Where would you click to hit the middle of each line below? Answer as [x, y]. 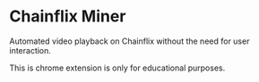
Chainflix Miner [68, 16]
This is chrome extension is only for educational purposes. [117, 68]
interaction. [30, 50]
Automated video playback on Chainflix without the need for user [129, 41]
